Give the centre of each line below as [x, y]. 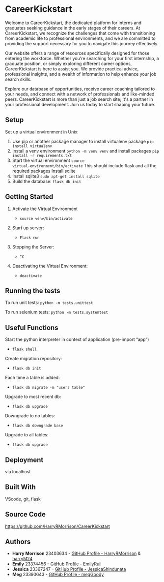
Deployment [24, 460]
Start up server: [28, 228]
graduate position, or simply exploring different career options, [68, 63]
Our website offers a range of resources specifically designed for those [77, 53]
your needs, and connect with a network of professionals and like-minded [80, 94]
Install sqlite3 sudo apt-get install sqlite [56, 176]
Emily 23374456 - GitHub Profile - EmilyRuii [57, 564]
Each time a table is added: [32, 378]
